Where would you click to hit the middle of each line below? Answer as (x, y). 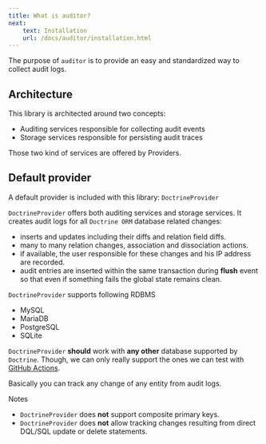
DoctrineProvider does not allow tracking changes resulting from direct (138, 422)
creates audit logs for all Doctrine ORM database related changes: (115, 221)
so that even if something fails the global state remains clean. (121, 279)
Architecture (41, 94)
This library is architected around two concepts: (87, 113)
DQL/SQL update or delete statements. (83, 431)
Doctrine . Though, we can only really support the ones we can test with (126, 359)
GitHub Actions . (34, 367)
